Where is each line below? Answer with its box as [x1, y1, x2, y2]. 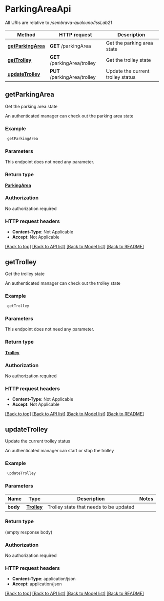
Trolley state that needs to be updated [47, 503, 135, 510]
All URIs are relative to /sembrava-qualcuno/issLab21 [5, 20, 112, 25]
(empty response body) [5, 529, 53, 535]
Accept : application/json [12, 581, 62, 587]
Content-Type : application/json [12, 576, 76, 582]
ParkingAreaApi [5, 3, 71, 15]
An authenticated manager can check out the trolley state [5, 280, 121, 286]
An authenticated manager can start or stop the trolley [5, 448, 114, 454]
